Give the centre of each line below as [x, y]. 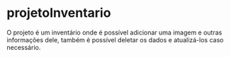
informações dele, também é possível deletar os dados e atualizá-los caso [115, 39]
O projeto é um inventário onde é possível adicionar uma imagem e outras [114, 32]
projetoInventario [59, 13]
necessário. [24, 47]
